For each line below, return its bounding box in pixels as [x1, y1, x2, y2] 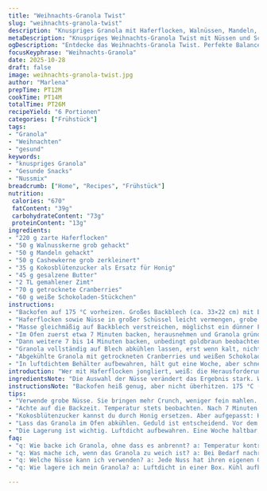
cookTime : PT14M [8, 93, 62, 101]
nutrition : [8, 189, 44, 198]
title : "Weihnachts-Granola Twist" [8, 11, 126, 20]
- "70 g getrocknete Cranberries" [8, 286, 123, 294]
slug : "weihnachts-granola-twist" [8, 19, 123, 27]
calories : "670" [11, 197, 66, 205]
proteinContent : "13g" [11, 219, 87, 227]
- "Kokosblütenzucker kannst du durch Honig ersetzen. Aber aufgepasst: [8, 412, 254, 420]
